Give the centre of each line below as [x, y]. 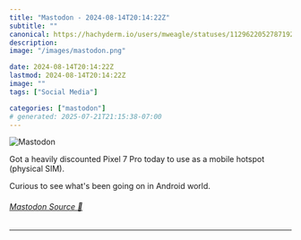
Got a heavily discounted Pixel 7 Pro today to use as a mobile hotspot [137, 159]
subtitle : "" [34, 26]
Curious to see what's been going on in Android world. [110, 186]
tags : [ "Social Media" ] [54, 92]
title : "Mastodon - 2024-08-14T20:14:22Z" [90, 17]
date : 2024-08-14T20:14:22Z [62, 67]
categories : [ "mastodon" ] [57, 108]
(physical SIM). [37, 169]
